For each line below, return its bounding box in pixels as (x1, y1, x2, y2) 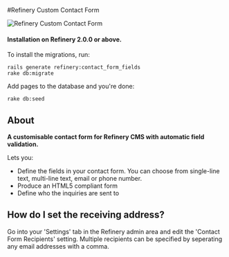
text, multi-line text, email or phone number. (17, 175, 143, 183)
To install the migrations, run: (7, 51, 90, 59)
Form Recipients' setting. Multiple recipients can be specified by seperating (7, 235, 223, 243)
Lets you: (7, 154, 34, 162)
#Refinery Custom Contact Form (7, 6, 100, 14)
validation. (7, 140, 39, 148)
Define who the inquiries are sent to (17, 189, 120, 197)
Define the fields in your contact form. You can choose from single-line (17, 167, 220, 175)
